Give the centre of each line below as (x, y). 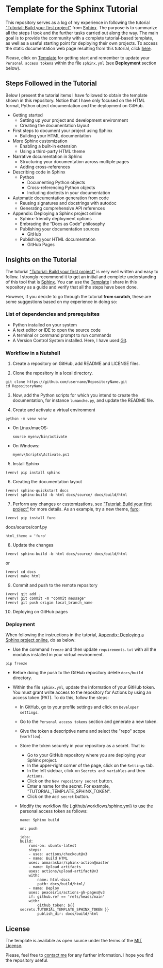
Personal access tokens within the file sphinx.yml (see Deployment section (81, 63)
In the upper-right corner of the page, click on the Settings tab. (90, 765)
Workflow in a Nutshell (33, 353)
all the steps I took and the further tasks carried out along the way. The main (82, 33)
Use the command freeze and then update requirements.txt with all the (84, 649)
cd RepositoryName (24, 386)
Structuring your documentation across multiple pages (74, 161)
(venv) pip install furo (31, 518)
